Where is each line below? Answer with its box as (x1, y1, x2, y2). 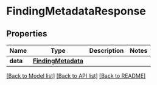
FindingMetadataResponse (6, 4, 146, 18)
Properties (6, 29, 47, 39)
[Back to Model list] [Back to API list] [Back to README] (6, 72, 146, 80)
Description (89, 47, 124, 55)
